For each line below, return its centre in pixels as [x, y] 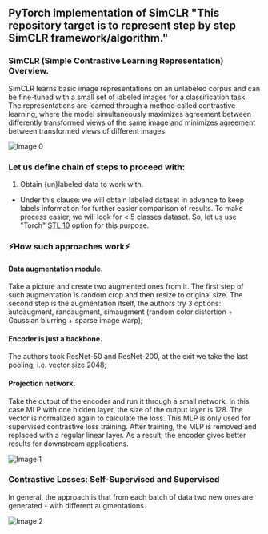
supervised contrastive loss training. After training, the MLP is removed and [133, 426]
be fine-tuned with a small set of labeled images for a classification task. [128, 97]
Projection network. [42, 383]
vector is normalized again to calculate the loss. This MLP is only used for [130, 418]
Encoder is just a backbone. [56, 338]
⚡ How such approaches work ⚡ [69, 246]
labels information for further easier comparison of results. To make [132, 208]
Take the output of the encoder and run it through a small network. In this [129, 401]
